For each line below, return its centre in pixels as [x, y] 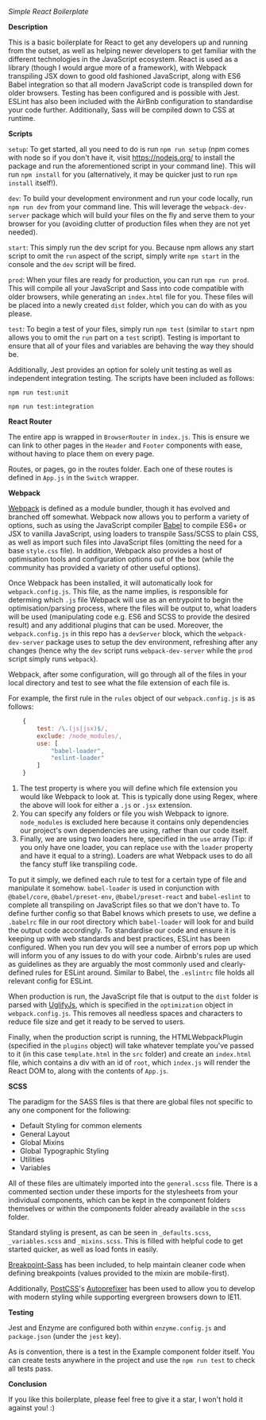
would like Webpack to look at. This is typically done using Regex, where [139, 797]
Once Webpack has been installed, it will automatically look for [111, 583]
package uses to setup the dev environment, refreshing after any [152, 642]
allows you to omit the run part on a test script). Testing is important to [124, 338]
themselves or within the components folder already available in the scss [127, 1209]
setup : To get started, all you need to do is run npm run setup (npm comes [129, 149]
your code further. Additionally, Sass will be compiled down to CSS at [121, 110]
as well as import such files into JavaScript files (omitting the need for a [125, 542]
